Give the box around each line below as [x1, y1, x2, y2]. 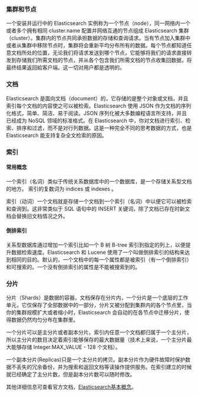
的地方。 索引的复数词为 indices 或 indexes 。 [6, 185, 117, 192]
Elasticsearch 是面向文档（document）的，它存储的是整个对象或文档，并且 [6, 94, 189, 102]
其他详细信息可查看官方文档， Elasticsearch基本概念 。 [6, 384, 137, 391]
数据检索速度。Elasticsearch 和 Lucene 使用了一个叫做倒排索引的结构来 [11, 248, 185, 256]
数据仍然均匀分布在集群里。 [11, 316, 78, 323]
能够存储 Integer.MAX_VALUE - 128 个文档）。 [11, 343, 121, 351]
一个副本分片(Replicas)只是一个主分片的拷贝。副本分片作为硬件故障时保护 [6, 356, 186, 364]
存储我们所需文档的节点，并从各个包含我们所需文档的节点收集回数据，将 [16, 57, 192, 64]
